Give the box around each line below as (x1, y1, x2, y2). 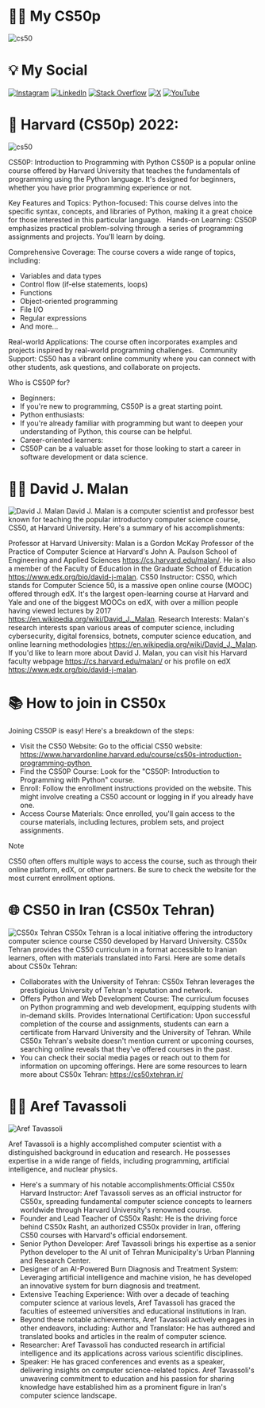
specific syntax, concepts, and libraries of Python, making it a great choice (8, 206, 253, 216)
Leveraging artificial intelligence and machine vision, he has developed (19, 1272, 252, 1282)
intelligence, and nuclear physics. (8, 1164, 118, 1174)
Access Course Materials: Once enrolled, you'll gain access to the (19, 809, 236, 818)
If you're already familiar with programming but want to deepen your (19, 418, 244, 428)
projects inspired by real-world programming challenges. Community (8, 345, 238, 355)
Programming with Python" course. (19, 775, 135, 784)
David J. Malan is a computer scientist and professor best (66, 506, 255, 515)
